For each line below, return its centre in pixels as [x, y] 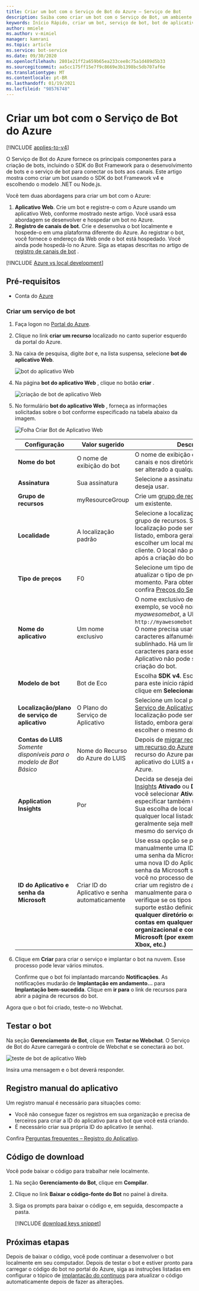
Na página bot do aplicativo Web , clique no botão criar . [85, 382]
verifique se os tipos [163, 900]
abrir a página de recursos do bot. [56, 996]
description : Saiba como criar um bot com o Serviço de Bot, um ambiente [99, 17]
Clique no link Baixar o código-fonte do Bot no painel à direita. [91, 1194]
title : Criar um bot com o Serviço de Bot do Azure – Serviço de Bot [94, 12]
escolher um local [160, 543]
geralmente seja [157, 823]
